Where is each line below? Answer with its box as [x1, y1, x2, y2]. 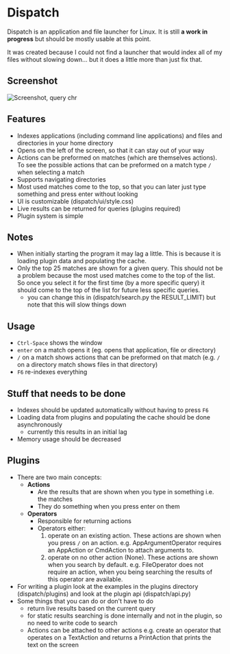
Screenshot [7, 75, 58, 87]
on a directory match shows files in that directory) [16, 361, 158, 369]
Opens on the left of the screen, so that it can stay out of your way [16, 146, 205, 154]
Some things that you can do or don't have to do [16, 596, 154, 605]
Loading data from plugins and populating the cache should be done [16, 413, 211, 421]
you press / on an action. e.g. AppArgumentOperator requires [47, 538, 222, 546]
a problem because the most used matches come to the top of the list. [16, 271, 216, 280]
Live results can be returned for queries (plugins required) [16, 204, 181, 213]
